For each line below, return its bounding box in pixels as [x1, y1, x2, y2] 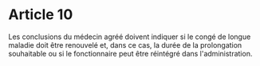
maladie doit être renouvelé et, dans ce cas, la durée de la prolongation [8, 40, 242, 49]
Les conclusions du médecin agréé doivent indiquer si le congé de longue [8, 32, 251, 41]
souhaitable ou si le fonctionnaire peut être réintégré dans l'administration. [8, 49, 253, 58]
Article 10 [8, 6, 73, 24]
